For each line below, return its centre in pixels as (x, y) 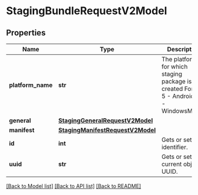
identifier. (174, 147)
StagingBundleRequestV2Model (87, 11)
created (172, 89)
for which (174, 66)
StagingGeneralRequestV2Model (105, 121)
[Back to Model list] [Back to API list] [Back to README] (74, 186)
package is (176, 81)
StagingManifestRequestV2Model (107, 130)
